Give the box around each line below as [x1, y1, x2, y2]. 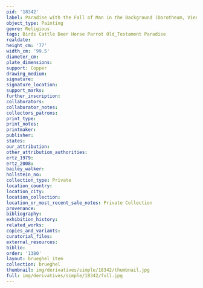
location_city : [6, 188, 45, 194]
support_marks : [6, 88, 45, 94]
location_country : [6, 183, 53, 189]
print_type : [6, 115, 36, 121]
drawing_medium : [6, 71, 47, 77]
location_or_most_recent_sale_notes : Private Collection [6, 200, 153, 206]
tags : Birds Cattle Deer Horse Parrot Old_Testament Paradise [6, 31, 166, 37]
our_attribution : [6, 143, 50, 150]
